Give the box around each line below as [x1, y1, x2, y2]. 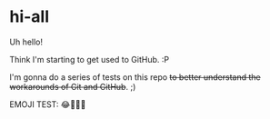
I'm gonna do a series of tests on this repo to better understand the [9, 71, 261, 83]
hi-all [9, 6, 50, 27]
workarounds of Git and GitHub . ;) [9, 81, 136, 92]
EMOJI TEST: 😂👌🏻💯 [9, 98, 86, 110]
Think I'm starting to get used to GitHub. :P [9, 54, 170, 64]
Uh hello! [9, 36, 44, 47]
